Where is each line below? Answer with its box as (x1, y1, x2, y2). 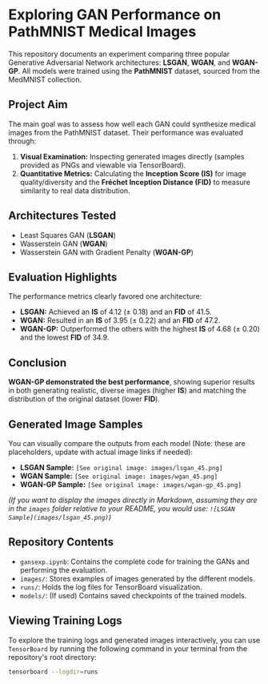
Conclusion (8, 356, 67, 369)
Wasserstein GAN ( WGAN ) (19, 239, 108, 248)
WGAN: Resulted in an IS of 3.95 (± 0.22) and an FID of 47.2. (19, 316, 221, 325)
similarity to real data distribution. (19, 186, 130, 195)
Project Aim (8, 98, 68, 111)
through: (8, 136, 37, 146)
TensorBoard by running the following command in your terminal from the (8, 643, 248, 654)
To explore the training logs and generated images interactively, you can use (8, 635, 261, 645)
